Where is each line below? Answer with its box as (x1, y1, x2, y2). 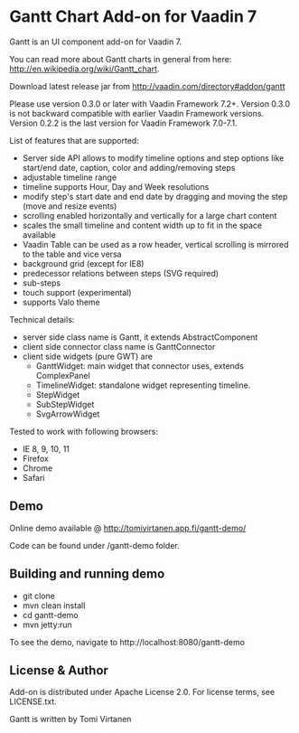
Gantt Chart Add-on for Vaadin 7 (9, 6, 257, 27)
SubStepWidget (35, 399, 95, 409)
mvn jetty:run (22, 619, 72, 630)
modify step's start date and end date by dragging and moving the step (22, 191, 288, 202)
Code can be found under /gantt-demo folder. (9, 540, 181, 550)
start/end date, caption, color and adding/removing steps (22, 162, 236, 173)
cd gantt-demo (22, 609, 79, 620)
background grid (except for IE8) (22, 258, 145, 268)
